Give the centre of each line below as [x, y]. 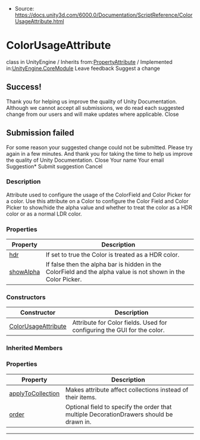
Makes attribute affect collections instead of [127, 389]
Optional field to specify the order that [118, 407]
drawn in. [78, 421]
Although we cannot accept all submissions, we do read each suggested [95, 107]
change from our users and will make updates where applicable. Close [93, 114]
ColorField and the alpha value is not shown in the [115, 272]
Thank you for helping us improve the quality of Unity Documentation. [92, 101]
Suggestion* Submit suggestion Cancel [54, 166]
